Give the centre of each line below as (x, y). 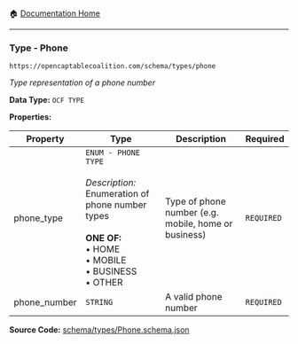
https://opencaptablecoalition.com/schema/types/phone (113, 66)
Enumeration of (118, 194)
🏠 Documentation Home (55, 13)
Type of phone (196, 201)
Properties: (30, 117)
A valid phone (194, 297)
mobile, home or (199, 223)
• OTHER (104, 283)
